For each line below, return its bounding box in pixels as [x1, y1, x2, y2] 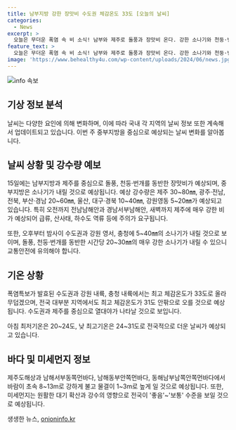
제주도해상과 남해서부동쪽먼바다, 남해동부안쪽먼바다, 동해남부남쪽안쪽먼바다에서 [7, 374, 226, 381]
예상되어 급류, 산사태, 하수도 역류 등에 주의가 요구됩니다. [14, 214, 169, 222]
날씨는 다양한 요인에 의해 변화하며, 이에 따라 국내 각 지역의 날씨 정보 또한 [7, 119, 206, 127]
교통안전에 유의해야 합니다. [7, 247, 81, 255]
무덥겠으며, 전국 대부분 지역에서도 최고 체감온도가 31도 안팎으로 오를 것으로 [7, 298, 212, 307]
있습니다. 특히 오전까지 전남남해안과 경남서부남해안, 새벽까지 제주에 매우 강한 [7, 205, 218, 214]
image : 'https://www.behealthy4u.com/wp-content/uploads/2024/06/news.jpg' [7, 56, 234, 63]
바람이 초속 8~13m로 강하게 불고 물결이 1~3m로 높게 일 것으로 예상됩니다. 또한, [7, 382, 224, 391]
